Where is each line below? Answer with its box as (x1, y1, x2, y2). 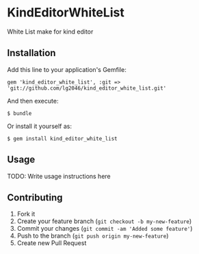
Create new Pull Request (16, 239, 87, 247)
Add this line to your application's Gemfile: (7, 65, 127, 73)
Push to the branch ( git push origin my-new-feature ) (16, 231, 169, 240)
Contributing (7, 192, 63, 203)
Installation (7, 47, 56, 59)
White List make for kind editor (7, 27, 94, 36)
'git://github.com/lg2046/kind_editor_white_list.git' (7, 84, 167, 92)
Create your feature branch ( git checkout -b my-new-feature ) (16, 217, 192, 225)
